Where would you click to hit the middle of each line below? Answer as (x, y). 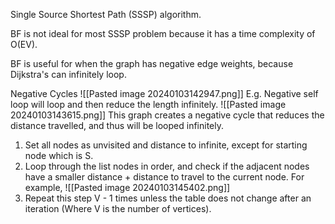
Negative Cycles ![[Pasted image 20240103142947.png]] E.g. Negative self (164, 93)
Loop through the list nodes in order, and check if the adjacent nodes (167, 166)
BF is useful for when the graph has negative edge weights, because (152, 63)
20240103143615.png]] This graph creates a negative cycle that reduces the (167, 115)
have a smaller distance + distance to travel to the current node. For (164, 177)
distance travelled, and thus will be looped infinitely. (117, 125)
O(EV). (24, 44)
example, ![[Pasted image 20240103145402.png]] (127, 187)
